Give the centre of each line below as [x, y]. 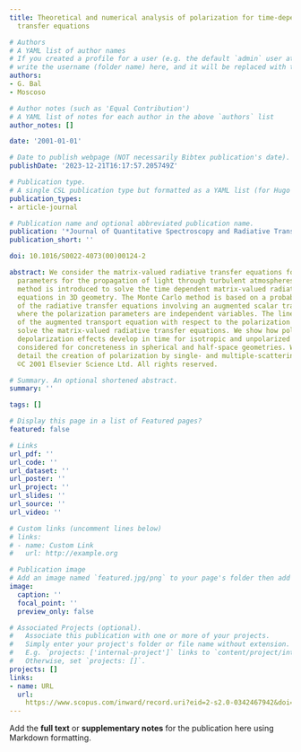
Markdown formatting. [50, 738]
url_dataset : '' [39, 471]
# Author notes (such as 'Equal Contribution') [100, 109]
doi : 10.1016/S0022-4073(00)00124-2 [77, 257]
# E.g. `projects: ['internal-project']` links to [110, 653]
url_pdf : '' [31, 454]
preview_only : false [56, 611]
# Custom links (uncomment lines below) [86, 529]
